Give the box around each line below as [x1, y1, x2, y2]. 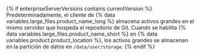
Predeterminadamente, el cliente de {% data [6, 11, 116, 18]
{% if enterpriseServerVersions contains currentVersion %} [6, 5, 153, 12]
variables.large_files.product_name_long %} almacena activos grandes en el [6, 18, 195, 24]
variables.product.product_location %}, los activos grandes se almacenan [6, 37, 189, 43]
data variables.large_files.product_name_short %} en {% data [6, 30, 157, 38]
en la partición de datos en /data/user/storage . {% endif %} [6, 43, 155, 50]
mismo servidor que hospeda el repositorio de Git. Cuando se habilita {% [6, 24, 186, 31]
